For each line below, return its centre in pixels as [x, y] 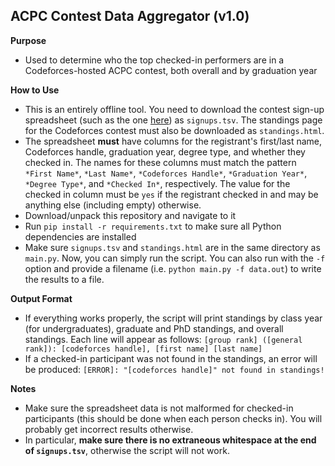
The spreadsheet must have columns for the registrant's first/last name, [173, 141]
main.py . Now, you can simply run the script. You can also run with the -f [175, 258]
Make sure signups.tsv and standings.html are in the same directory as [172, 247]
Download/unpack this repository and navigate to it [130, 215]
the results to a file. [64, 279]
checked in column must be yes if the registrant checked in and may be [171, 194]
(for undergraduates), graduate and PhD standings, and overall [154, 328]
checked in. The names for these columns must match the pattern [160, 162]
